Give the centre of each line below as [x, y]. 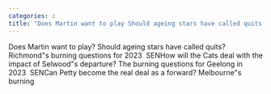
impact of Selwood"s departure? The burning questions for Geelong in [126, 64]
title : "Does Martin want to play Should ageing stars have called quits [135, 23]
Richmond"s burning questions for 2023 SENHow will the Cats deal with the [135, 55]
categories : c [32, 16]
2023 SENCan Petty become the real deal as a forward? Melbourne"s [125, 72]
